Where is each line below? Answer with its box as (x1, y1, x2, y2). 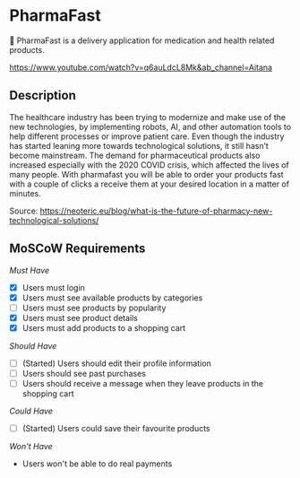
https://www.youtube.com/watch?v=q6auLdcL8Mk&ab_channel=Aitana (9, 62, 273, 73)
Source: (9, 205, 39, 216)
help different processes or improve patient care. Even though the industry (9, 131, 285, 142)
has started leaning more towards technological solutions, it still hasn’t (9, 140, 269, 151)
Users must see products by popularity (21, 302, 167, 313)
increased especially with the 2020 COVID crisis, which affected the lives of (9, 159, 289, 170)
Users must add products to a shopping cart (21, 322, 186, 333)
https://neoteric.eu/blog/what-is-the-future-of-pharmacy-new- (39, 205, 273, 216)
